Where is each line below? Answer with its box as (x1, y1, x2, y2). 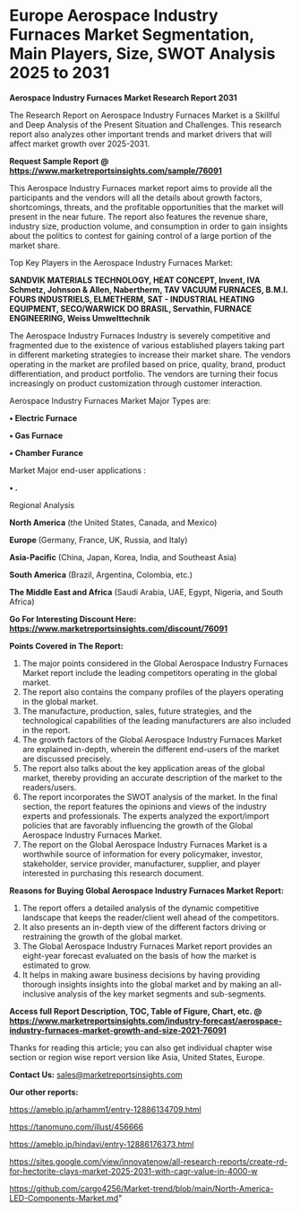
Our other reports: (9, 1086, 79, 1097)
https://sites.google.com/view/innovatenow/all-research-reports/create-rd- (9, 1155, 288, 1167)
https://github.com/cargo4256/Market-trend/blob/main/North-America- (9, 1182, 274, 1194)
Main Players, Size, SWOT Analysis (9, 44, 276, 64)
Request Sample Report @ (9, 155, 109, 166)
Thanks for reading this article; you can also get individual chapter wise (9, 1042, 273, 1053)
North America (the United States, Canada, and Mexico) (9, 517, 218, 528)
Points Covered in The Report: (9, 640, 124, 651)
